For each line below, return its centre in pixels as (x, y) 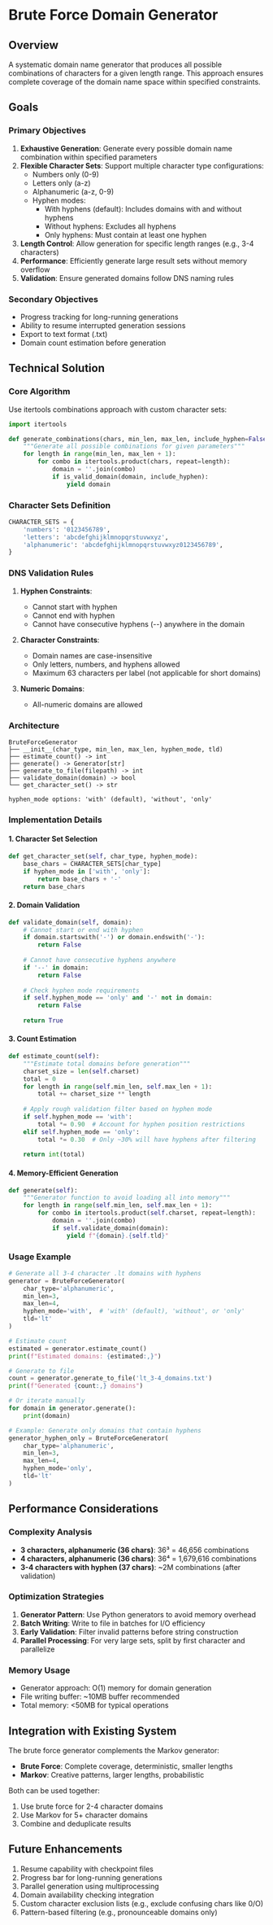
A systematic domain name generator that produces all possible (115, 64)
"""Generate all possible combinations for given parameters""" (134, 446)
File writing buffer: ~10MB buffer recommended (100, 1697)
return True (43, 1021)
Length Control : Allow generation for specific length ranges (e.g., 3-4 (137, 243)
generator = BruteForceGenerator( (67, 1281)
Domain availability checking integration (87, 1895)
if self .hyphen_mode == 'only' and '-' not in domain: (118, 998)
